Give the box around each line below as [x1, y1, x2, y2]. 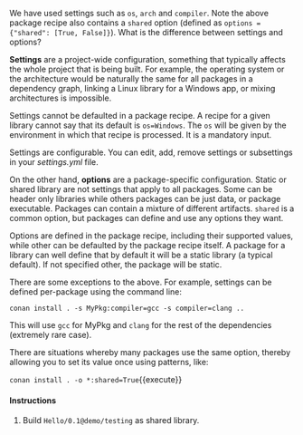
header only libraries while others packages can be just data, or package [9, 194, 281, 204]
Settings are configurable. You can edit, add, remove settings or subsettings [9, 147, 293, 158]
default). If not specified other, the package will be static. [9, 259, 223, 270]
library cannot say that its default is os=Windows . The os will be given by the [9, 120, 287, 130]
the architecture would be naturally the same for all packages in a [9, 73, 253, 84]
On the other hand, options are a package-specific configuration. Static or [9, 174, 287, 185]
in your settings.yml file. [9, 157, 99, 167]
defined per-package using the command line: [9, 286, 183, 297]
